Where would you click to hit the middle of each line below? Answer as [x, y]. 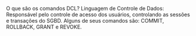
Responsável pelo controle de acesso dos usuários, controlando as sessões [98, 15]
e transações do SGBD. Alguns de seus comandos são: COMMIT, [85, 21]
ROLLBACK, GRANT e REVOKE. [44, 27]
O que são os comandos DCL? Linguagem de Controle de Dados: [85, 8]
